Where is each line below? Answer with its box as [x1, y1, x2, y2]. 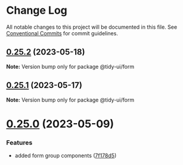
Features [6, 138, 33, 146]
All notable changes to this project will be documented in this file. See [6, 23, 178, 30]
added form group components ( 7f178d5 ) [14, 152, 117, 159]
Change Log [6, 4, 67, 17]
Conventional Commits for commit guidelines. [6, 29, 118, 36]
